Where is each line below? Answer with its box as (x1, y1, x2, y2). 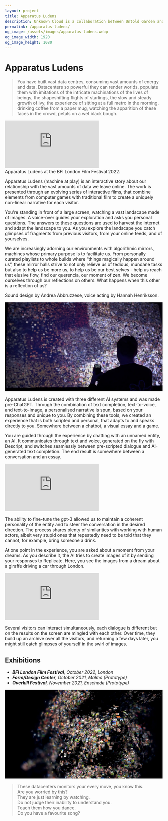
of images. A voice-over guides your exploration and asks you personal (5, 214, 152, 220)
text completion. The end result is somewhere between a (27, 449, 145, 455)
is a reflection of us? (5, 282, 47, 288)
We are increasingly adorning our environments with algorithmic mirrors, (5, 245, 154, 251)
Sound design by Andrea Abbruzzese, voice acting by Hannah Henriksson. (5, 292, 159, 298)
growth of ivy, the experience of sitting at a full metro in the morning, (17, 100, 159, 106)
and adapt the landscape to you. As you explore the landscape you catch (5, 225, 156, 231)
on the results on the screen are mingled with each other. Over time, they (5, 630, 156, 636)
